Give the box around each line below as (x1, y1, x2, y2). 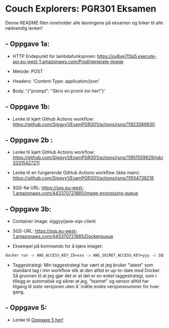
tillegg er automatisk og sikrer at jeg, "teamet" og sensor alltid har (12, 278, 149, 284)
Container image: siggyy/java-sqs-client (12, 218, 96, 225)
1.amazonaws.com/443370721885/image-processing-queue (12, 190, 138, 196)
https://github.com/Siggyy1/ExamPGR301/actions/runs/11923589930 (12, 121, 155, 127)
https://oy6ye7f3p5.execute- (97, 53, 157, 59)
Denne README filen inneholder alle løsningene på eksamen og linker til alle (5, 20, 163, 26)
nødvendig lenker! (5, 25, 43, 31)
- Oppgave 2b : (5, 136, 53, 144)
